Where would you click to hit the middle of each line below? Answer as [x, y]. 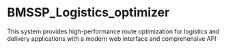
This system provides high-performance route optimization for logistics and [113, 31]
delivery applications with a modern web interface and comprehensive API [112, 38]
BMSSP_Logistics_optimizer [88, 13]
